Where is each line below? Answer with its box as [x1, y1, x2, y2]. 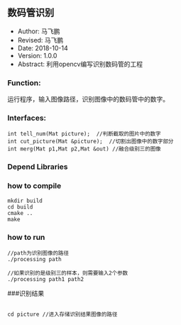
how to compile [7, 181, 62, 191]
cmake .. [7, 209, 33, 216]
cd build [7, 203, 33, 211]
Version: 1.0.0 [17, 51, 57, 60]
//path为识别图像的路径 [7, 249, 70, 257]
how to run [7, 232, 45, 242]
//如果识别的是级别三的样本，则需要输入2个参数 [7, 269, 128, 277]
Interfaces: [7, 113, 47, 123]
